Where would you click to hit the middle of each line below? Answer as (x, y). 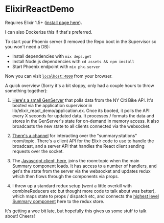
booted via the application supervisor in (52, 105)
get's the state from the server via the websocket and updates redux (81, 171)
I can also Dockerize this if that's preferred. (49, 32)
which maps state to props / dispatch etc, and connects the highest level (85, 196)
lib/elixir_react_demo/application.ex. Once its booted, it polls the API (81, 111)
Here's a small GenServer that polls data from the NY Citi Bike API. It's (83, 100)
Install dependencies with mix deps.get (52, 56)
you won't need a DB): (28, 46)
